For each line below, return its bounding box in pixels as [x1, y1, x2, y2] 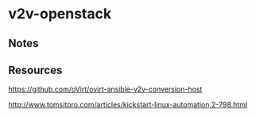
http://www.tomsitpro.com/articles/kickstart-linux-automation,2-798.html [8, 100, 248, 110]
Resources [8, 63, 63, 76]
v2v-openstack [8, 5, 112, 23]
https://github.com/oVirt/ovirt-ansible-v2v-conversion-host [8, 84, 203, 94]
